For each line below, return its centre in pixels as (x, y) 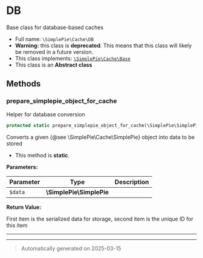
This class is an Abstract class (53, 65)
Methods (24, 84)
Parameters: (22, 167)
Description (132, 182)
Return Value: (24, 207)
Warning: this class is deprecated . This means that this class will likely (103, 45)
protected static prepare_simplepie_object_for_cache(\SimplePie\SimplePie (104, 125)
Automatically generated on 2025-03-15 (71, 248)
